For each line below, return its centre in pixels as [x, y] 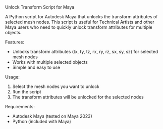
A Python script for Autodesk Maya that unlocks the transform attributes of [81, 17]
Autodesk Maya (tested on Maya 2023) [52, 116]
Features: [15, 42]
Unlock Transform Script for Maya [40, 7]
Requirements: [20, 107]
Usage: [12, 77]
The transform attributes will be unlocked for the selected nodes [78, 97]
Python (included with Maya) [42, 121]
